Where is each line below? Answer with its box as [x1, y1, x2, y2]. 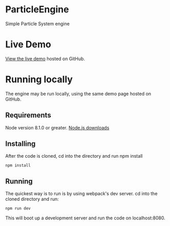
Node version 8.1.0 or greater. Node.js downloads [5, 124, 110, 130]
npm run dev [5, 206, 31, 211]
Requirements [5, 111, 51, 120]
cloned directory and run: [5, 196, 59, 202]
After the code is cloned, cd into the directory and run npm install [5, 153, 143, 159]
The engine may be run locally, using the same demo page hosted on [5, 90, 152, 97]
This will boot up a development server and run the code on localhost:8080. [5, 215, 165, 221]
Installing [5, 140, 36, 148]
